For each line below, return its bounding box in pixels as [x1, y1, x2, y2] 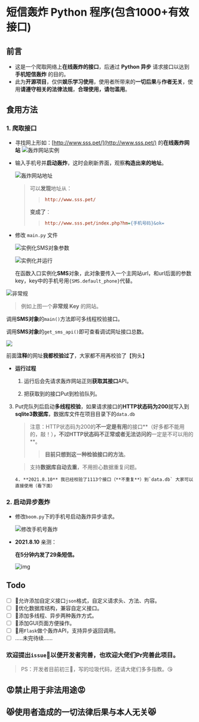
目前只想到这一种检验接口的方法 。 [44, 451, 129, 458]
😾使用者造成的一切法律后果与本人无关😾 [6, 707, 157, 717]
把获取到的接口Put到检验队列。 [23, 390, 100, 398]
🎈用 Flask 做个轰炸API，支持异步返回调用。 [14, 627, 120, 634]
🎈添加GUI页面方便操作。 [14, 619, 75, 626]
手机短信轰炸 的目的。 [14, 71, 69, 78]
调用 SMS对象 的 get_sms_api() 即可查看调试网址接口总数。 [6, 328, 148, 335]
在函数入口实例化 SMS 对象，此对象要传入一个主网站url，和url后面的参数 [14, 270, 192, 277]
